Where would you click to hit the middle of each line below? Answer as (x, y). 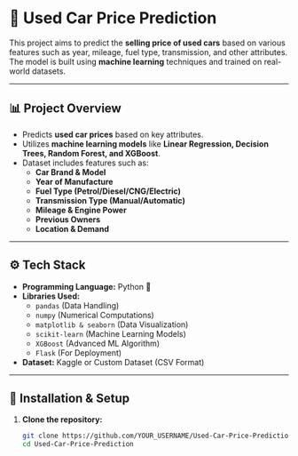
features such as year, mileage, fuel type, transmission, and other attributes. (149, 52)
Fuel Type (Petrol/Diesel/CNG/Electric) (108, 191)
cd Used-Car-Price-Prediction (78, 444)
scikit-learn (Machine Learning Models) (110, 333)
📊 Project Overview (65, 109)
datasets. (49, 71)
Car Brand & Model (71, 172)
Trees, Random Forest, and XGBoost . (91, 153)
